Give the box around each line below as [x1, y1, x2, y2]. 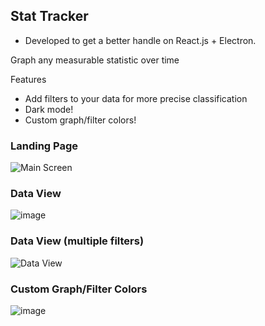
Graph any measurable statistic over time [10, 54, 180, 66]
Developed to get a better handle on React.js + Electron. [24, 34, 257, 46]
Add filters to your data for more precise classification [24, 92, 248, 104]
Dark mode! [24, 103, 74, 115]
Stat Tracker [10, 8, 89, 25]
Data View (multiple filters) [10, 234, 145, 248]
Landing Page [10, 139, 79, 153]
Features [10, 73, 47, 85]
